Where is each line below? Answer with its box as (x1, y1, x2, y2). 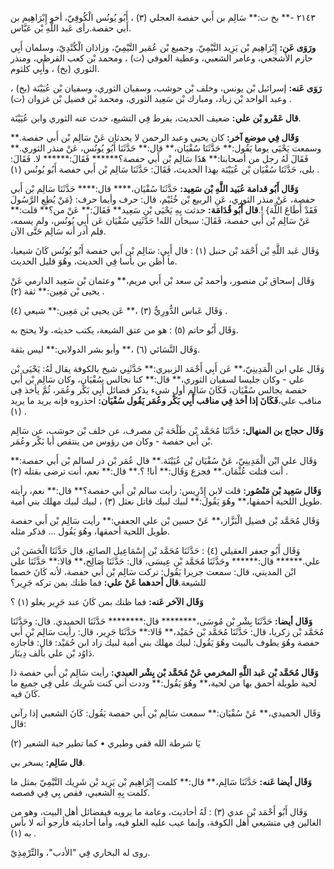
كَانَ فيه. (10, 688, 41, 699)
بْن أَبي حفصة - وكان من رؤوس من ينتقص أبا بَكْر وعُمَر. (10, 435, 213, 447)
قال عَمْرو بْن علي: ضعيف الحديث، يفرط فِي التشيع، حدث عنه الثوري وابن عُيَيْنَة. (10, 112, 302, 124)
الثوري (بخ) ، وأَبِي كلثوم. (10, 63, 100, 74)
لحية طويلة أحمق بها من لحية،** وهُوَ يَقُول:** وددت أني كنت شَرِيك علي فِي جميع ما (10, 677, 317, 689)
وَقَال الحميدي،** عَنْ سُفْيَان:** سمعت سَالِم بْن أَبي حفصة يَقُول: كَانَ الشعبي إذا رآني (10, 707, 322, 719)
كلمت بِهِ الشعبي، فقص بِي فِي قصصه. (10, 787, 151, 798)
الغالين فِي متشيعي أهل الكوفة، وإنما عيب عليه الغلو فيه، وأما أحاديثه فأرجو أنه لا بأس (10, 817, 322, 828)
